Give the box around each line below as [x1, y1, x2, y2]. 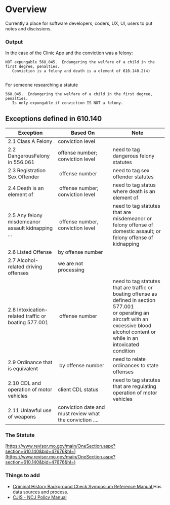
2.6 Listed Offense [8, 249, 52, 256]
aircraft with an [113, 316, 149, 323]
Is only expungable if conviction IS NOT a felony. [12, 100, 123, 106]
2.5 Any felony [8, 212, 43, 219]
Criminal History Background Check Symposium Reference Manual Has [12, 483, 162, 489]
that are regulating [113, 383, 157, 390]
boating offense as [113, 290, 157, 297]
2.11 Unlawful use [8, 407, 52, 414]
